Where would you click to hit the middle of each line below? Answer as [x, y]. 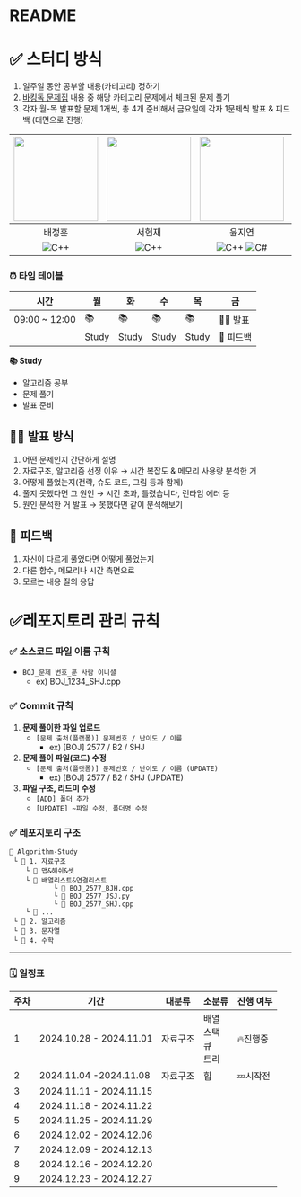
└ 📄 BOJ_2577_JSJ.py [91, 896]
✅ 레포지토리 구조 [45, 832]
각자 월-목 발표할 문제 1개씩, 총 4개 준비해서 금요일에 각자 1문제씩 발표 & [148, 109]
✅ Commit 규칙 [42, 706]
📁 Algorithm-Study [43, 852]
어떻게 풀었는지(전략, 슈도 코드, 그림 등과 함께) [103, 483]
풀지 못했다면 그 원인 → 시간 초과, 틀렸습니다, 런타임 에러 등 [126, 493]
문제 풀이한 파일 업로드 [61, 727]
